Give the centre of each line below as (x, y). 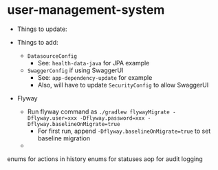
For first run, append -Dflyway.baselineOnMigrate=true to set (124, 131)
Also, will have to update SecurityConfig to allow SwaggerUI (123, 85)
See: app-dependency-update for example (95, 77)
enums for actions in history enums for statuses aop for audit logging (105, 159)
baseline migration (64, 138)
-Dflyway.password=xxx (112, 118)
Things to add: (37, 42)
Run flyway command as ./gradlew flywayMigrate (98, 111)
